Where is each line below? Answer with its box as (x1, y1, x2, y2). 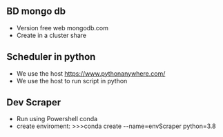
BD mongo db (6, 6, 66, 17)
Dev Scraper (6, 96, 61, 109)
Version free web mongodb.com (16, 23, 108, 32)
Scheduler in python (6, 51, 96, 63)
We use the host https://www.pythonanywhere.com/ (16, 69, 166, 78)
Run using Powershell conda (16, 115, 98, 123)
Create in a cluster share (16, 31, 87, 39)
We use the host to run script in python (16, 76, 128, 85)
